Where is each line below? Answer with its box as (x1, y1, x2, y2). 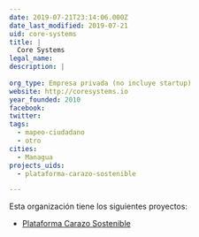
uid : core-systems (9, 29, 77, 38)
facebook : (9, 103, 46, 112)
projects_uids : (9, 161, 65, 170)
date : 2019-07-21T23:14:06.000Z (9, 12, 128, 22)
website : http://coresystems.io (9, 87, 128, 96)
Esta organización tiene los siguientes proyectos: (9, 201, 188, 212)
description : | (9, 63, 65, 72)
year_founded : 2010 (9, 95, 81, 104)
